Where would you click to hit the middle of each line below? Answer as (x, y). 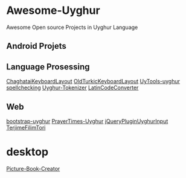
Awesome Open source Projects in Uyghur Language (72, 27)
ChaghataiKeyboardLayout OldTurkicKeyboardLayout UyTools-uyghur (93, 81)
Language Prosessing (48, 67)
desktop (27, 152)
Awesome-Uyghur (53, 11)
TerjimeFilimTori (26, 127)
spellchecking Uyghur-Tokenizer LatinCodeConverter (72, 87)
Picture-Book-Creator (33, 168)
